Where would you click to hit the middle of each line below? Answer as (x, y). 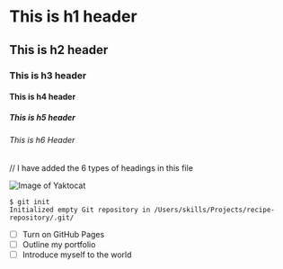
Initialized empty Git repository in (80, 210)
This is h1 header (73, 17)
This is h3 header (48, 76)
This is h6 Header (42, 140)
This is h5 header (43, 117)
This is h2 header (59, 50)
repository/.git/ (42, 218)
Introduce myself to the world (77, 255)
